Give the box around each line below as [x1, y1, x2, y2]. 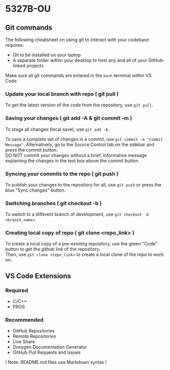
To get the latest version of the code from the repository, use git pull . [5, 102, 153, 108]
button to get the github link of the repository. [5, 246, 100, 252]
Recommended [5, 316, 44, 323]
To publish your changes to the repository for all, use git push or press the [5, 181, 161, 188]
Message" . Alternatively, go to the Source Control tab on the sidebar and [5, 141, 155, 147]
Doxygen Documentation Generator [12, 344, 87, 350]
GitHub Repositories [12, 328, 55, 334]
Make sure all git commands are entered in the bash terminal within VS [5, 72, 152, 79]
